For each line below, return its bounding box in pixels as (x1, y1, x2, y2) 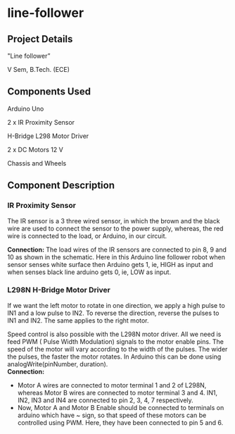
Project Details (7, 33, 73, 45)
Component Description (7, 180, 115, 192)
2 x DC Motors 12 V (7, 145, 63, 154)
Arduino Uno (7, 104, 44, 113)
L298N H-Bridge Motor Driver (7, 285, 110, 295)
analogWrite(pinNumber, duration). (7, 359, 108, 368)
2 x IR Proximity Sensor (7, 118, 75, 126)
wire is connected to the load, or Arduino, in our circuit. (7, 231, 167, 240)
